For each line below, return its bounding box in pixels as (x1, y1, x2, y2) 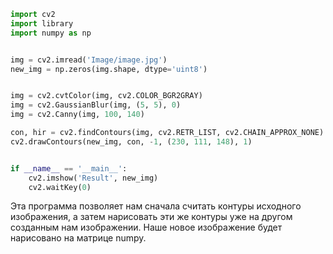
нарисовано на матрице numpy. (10, 232, 147, 244)
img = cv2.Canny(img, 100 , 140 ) (10, 110, 145, 120)
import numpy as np (10, 28, 92, 38)
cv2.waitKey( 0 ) (28, 182, 92, 192)
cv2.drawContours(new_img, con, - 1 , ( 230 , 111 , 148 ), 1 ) (10, 136, 253, 147)
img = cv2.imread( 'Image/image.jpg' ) (10, 55, 168, 65)
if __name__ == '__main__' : (10, 163, 128, 174)
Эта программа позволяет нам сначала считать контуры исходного (10, 200, 302, 212)
